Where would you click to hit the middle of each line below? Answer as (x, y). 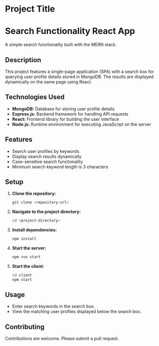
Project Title (30, 9)
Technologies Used (35, 97)
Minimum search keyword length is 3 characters (60, 166)
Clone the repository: (34, 194)
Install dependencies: (34, 230)
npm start (22, 280)
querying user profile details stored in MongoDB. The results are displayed (79, 77)
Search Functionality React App (70, 31)
